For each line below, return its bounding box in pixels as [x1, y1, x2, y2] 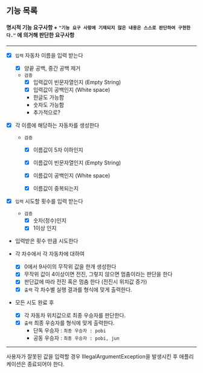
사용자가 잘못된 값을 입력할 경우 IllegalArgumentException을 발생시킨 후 [6, 352, 178, 360]
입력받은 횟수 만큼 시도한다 [14, 238, 79, 245]
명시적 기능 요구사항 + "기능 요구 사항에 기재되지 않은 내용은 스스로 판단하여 [6, 24, 176, 31]
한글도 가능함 [33, 93, 65, 101]
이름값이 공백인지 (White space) [33, 172, 111, 180]
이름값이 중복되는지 [33, 185, 79, 192]
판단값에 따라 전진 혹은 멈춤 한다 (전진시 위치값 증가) [24, 278, 147, 285]
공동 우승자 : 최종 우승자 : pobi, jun [33, 334, 120, 342]
